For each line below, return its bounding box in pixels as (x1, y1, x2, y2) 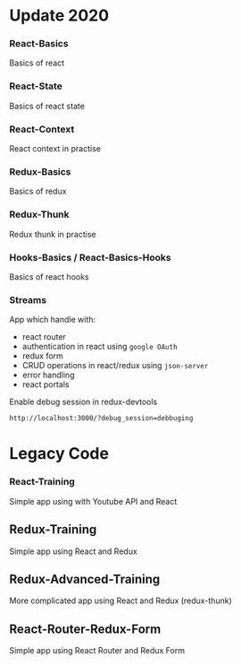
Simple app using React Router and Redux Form (9, 645, 186, 656)
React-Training (9, 476, 76, 488)
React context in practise (9, 143, 101, 154)
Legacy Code (9, 444, 110, 464)
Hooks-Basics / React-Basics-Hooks (9, 251, 171, 263)
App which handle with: (9, 315, 96, 325)
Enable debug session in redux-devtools (9, 396, 158, 408)
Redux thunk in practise (9, 229, 96, 239)
